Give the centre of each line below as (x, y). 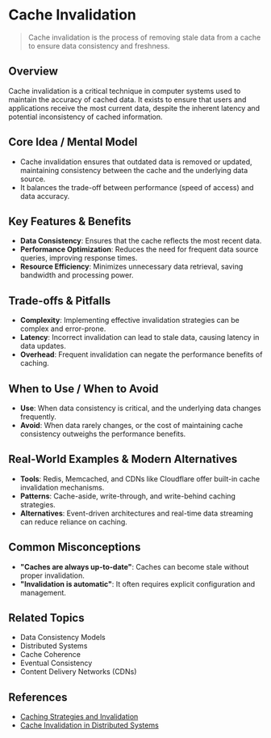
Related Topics (46, 618)
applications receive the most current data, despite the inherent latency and (134, 108)
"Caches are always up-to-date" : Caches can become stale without (134, 566)
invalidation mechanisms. (62, 487)
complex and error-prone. (63, 329)
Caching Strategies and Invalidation (79, 717)
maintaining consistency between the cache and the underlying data (134, 170)
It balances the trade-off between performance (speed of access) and (137, 187)
